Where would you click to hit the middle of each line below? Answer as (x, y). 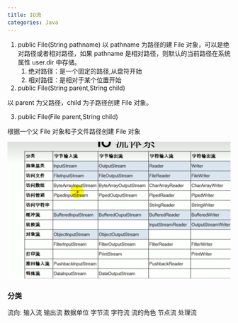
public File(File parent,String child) (68, 116)
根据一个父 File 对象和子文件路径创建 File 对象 (74, 131)
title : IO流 (24, 15)
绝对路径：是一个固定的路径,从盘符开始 (85, 71)
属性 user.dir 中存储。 (49, 62)
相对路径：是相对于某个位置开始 (75, 80)
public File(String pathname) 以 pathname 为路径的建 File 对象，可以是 (120, 44)
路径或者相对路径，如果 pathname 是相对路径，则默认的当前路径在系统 (127, 53)
